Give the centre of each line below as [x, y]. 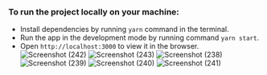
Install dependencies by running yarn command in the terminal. [124, 30]
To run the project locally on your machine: [94, 12]
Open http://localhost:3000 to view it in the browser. [109, 46]
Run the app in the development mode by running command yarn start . [140, 37]
